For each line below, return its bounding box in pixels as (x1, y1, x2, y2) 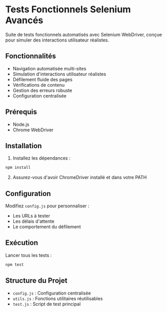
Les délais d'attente (12, 218, 55, 224)
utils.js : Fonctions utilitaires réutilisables (12, 295, 103, 301)
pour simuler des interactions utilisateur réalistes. (5, 37, 109, 43)
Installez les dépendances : (12, 155, 71, 161)
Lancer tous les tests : (5, 252, 52, 258)
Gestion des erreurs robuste (12, 87, 73, 93)
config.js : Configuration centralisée (12, 290, 91, 296)
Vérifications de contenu (12, 82, 65, 88)
